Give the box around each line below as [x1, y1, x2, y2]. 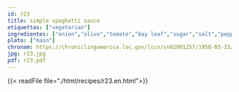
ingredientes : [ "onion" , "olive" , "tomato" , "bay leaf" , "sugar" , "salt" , [7, 30, 218, 38]
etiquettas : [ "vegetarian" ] [7, 24, 91, 31]
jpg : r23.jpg [7, 51, 46, 58]
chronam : [7, 44, 33, 51]
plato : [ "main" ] [7, 37, 55, 44]
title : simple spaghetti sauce [7, 17, 100, 24]
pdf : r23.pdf [7, 57, 46, 64]
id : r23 [7, 10, 31, 18]
